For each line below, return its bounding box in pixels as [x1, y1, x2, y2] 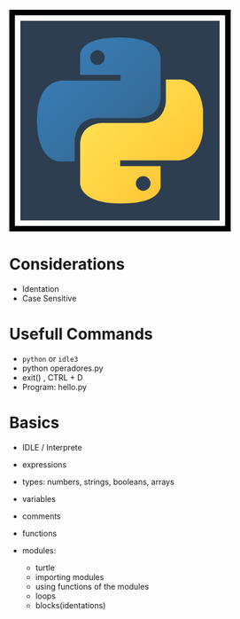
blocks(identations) [35, 599, 106, 610]
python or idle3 [21, 353, 79, 364]
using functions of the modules [35, 581, 150, 592]
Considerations [9, 255, 126, 275]
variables [21, 493, 56, 504]
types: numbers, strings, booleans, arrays [21, 476, 174, 487]
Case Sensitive [21, 293, 77, 303]
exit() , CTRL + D [21, 372, 83, 382]
